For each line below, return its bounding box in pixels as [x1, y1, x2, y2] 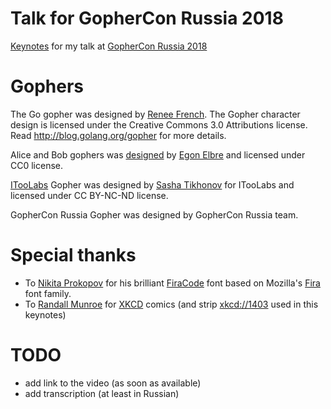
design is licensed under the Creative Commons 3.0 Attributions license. [10, 118, 308, 131]
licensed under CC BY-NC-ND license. [10, 189, 169, 201]
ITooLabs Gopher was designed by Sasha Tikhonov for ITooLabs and [10, 178, 295, 191]
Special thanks [10, 244, 137, 267]
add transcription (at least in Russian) [24, 387, 180, 399]
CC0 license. [10, 159, 64, 171]
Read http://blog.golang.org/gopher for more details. [10, 129, 227, 141]
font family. [24, 287, 72, 299]
